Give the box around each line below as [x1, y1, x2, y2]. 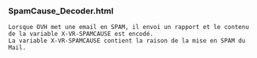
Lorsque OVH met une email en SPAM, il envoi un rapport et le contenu [8, 24, 249, 31]
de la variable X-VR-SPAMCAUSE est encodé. [8, 30, 154, 38]
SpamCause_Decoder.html [8, 5, 114, 16]
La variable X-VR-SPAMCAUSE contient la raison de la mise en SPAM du [8, 37, 246, 45]
